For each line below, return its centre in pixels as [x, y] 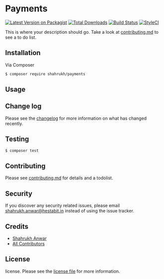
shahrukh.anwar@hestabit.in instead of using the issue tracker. [70, 211]
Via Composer [20, 65]
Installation [23, 53]
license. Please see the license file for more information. [63, 271]
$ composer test [22, 150]
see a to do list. [21, 37]
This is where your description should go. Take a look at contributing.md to [82, 32]
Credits [17, 226]
